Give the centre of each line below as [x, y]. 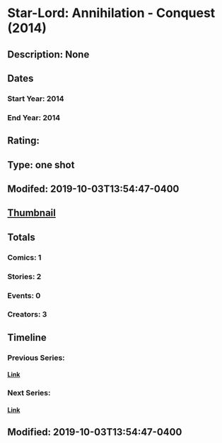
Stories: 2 [24, 276]
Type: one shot [41, 165]
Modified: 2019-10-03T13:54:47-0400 [95, 432]
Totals [21, 237]
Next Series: [29, 393]
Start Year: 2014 [36, 99]
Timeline [27, 338]
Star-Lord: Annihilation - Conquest [111, 13]
